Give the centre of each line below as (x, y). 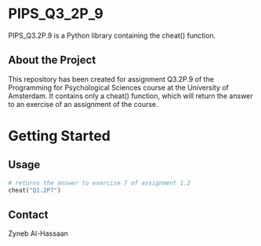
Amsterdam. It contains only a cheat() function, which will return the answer (130, 96)
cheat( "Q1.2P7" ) (34, 190)
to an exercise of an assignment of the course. (83, 104)
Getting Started (60, 136)
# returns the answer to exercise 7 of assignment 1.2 (100, 183)
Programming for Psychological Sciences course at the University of (119, 87)
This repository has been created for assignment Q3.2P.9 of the (111, 79)
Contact (28, 214)
